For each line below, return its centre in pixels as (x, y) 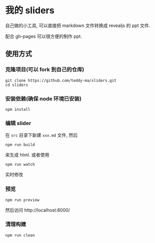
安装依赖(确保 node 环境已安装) (44, 99)
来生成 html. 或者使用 (27, 155)
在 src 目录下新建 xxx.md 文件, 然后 (42, 135)
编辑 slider (18, 123)
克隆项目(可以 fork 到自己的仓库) (45, 70)
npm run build (20, 145)
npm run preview (22, 200)
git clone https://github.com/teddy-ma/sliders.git (61, 80)
